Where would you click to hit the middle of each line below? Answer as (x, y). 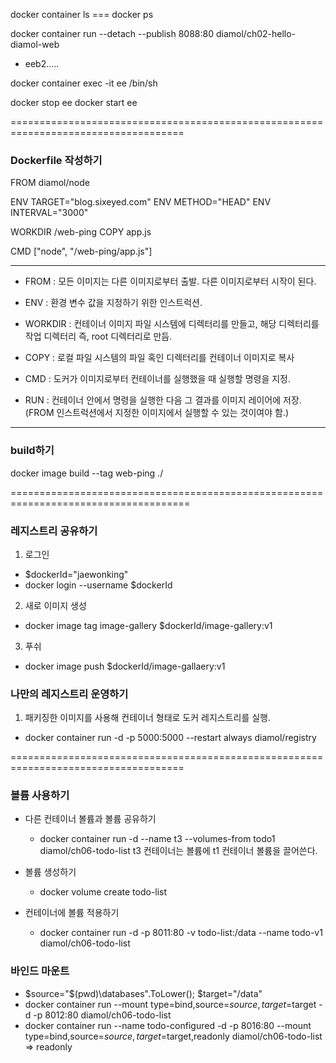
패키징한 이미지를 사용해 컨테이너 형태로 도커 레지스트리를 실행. (148, 718)
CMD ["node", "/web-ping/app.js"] (81, 251)
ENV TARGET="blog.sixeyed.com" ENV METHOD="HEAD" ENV (141, 202)
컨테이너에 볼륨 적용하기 (72, 913)
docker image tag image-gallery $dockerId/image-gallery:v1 (148, 625)
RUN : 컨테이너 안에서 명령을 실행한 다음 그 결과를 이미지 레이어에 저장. (163, 400)
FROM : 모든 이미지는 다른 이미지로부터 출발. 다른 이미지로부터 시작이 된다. (170, 281)
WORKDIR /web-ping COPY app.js (81, 232)
